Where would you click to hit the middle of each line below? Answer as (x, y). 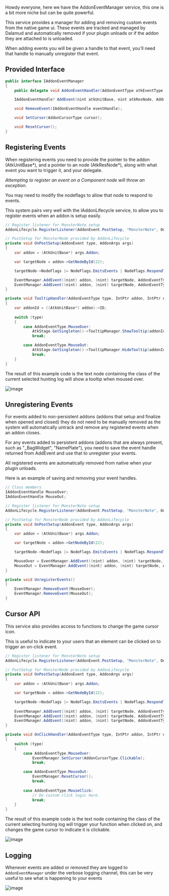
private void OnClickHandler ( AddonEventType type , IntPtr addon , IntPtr (83, 735)
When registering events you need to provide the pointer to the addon (77, 159)
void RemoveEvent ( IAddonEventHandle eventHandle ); (68, 109)
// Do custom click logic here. (66, 795)
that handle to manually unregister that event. (52, 53)
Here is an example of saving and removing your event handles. (71, 478)
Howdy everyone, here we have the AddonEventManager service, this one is (84, 7)
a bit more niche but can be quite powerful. (50, 13)
